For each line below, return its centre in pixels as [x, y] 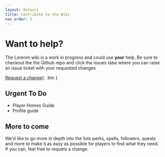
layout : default [22, 10]
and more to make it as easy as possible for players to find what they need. [82, 144]
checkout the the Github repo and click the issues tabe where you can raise [82, 63]
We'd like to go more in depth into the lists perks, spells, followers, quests [81, 138]
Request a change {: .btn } [32, 78]
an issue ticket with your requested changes [50, 68]
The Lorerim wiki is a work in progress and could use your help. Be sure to [82, 57]
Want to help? [34, 44]
